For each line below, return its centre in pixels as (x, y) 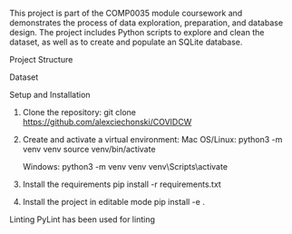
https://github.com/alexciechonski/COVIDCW (107, 122)
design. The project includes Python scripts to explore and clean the (137, 32)
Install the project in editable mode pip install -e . (114, 202)
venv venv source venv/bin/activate (89, 149)
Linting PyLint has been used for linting (83, 219)
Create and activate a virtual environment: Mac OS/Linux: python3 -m (152, 139)
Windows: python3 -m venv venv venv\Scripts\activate (125, 166)
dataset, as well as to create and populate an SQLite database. (126, 42)
